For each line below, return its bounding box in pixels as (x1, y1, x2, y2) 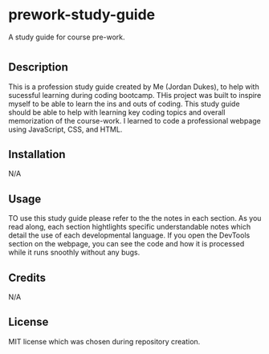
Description (8, 60, 68, 74)
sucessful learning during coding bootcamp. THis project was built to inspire (8, 90, 262, 100)
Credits (8, 271, 47, 284)
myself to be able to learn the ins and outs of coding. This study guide (8, 99, 240, 108)
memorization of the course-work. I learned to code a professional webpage (8, 116, 261, 125)
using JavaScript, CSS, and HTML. (8, 124, 123, 134)
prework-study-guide (8, 6, 156, 24)
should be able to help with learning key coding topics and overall (8, 107, 226, 117)
